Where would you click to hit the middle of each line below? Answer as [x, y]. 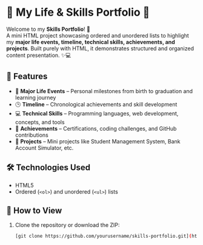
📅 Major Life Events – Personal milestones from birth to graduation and [104, 91]
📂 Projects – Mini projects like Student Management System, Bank [98, 141]
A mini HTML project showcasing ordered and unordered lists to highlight [98, 35]
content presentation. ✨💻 [39, 55]
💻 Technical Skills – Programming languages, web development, [97, 113]
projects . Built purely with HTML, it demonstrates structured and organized [100, 48]
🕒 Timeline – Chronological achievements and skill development [96, 104]
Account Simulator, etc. [44, 148]
